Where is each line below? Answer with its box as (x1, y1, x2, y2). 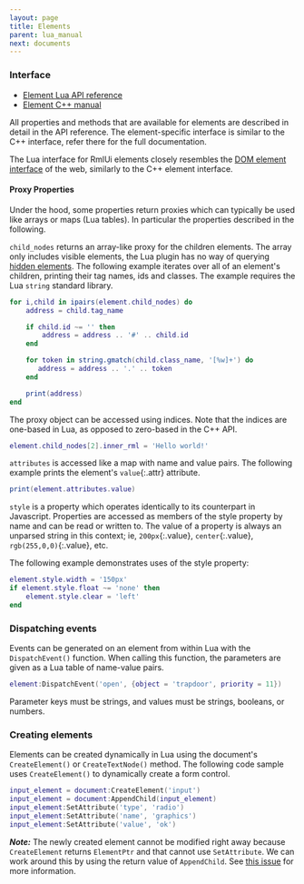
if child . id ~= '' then (25, 322, 116, 332)
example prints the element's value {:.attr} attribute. (9, 467, 201, 478)
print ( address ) (25, 388, 83, 398)
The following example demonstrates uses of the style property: (9, 558, 250, 568)
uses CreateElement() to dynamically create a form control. (9, 768, 230, 779)
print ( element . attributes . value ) (9, 485, 136, 494)
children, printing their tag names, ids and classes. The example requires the (9, 270, 296, 281)
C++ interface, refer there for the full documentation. (9, 136, 207, 146)
